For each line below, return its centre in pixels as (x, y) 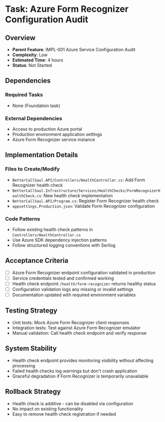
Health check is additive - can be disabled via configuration (73, 403)
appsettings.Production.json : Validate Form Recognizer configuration (83, 206)
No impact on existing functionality (48, 409)
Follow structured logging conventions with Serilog (64, 245)
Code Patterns (23, 219)
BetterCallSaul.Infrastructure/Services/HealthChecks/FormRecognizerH (86, 191)
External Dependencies (34, 118)
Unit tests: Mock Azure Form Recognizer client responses (71, 322)
